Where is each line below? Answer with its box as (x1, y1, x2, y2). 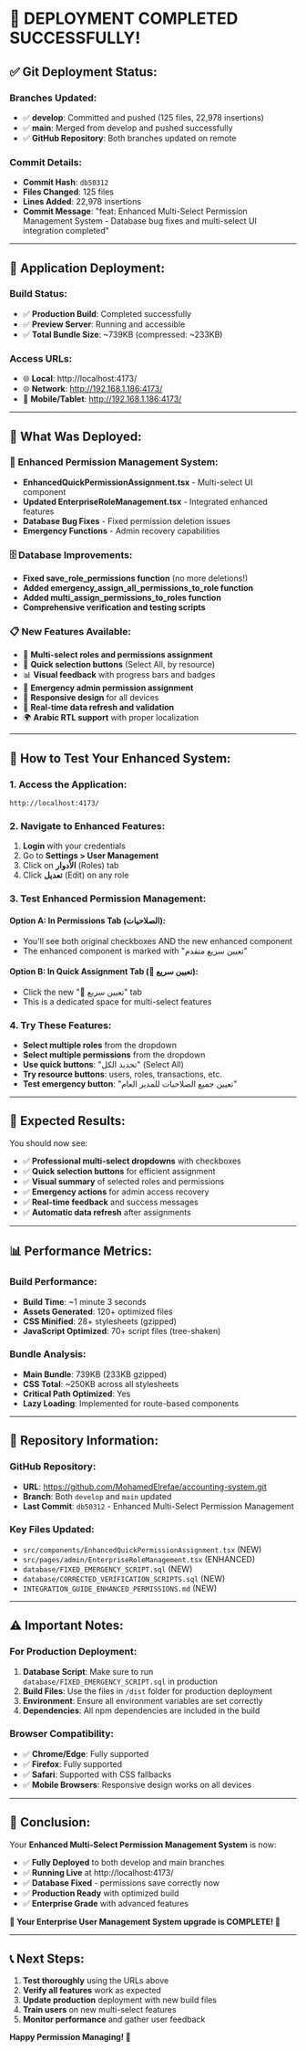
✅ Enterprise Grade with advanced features (22, 1898, 189, 1909)
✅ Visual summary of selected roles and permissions (22, 1175, 225, 1186)
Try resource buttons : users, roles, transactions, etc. (22, 1068, 223, 1080)
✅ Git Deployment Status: (9, 64, 158, 79)
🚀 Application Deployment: (9, 260, 166, 276)
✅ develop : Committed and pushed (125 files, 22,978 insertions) (22, 111, 264, 122)
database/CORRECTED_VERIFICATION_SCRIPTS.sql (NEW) (22, 1572, 226, 1583)
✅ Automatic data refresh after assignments (22, 1206, 191, 1217)
